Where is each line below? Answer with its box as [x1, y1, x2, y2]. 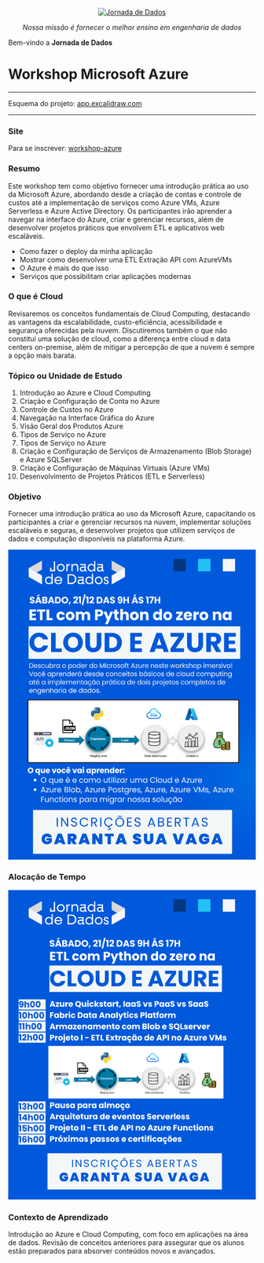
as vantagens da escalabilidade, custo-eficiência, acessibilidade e [8, 317, 222, 326]
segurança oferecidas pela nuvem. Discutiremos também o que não [8, 325, 228, 335]
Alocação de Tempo [8, 872, 86, 883]
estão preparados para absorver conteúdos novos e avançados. [8, 1246, 216, 1256]
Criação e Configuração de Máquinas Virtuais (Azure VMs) [19, 464, 211, 473]
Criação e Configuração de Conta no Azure [19, 397, 160, 406]
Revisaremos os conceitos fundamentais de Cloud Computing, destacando [8, 309, 251, 318]
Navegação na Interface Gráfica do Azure [19, 413, 155, 423]
